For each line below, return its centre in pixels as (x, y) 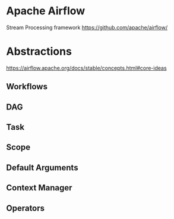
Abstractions (39, 51)
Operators (26, 208)
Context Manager (39, 188)
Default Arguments (42, 168)
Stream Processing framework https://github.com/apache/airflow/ (87, 27)
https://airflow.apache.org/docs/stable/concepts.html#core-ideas (87, 68)
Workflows (27, 87)
